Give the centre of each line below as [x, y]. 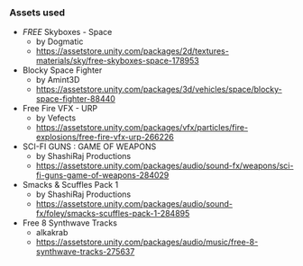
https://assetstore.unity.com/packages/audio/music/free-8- [147, 242]
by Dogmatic [60, 41]
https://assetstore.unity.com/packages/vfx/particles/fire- [142, 128]
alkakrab [52, 233]
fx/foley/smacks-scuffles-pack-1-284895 [113, 214]
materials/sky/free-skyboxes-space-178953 [118, 61]
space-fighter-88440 [75, 99]
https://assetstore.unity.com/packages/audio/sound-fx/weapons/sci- [165, 166]
